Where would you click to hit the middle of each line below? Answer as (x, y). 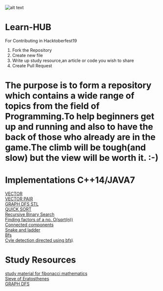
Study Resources (41, 260)
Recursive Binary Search (30, 214)
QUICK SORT (18, 209)
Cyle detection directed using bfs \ (39, 240)
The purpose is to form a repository (78, 86)
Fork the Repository (32, 50)
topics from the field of (52, 106)
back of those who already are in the (80, 137)
